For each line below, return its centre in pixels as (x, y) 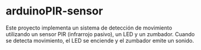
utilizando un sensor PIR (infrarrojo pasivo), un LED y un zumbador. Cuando (100, 34)
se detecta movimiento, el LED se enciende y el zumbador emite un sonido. (100, 40)
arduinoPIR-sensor (54, 11)
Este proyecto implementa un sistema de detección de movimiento (89, 28)
